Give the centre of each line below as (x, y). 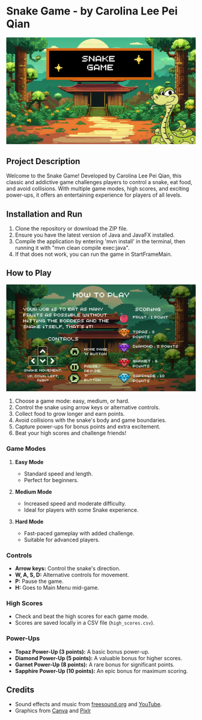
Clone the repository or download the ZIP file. (71, 229)
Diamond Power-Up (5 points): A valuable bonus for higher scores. (98, 658)
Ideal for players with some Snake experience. (81, 510)
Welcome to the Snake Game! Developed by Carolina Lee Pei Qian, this (94, 176)
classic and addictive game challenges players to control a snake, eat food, (99, 182)
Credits (20, 690)
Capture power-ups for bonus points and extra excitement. (88, 427)
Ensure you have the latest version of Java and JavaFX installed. (95, 235)
